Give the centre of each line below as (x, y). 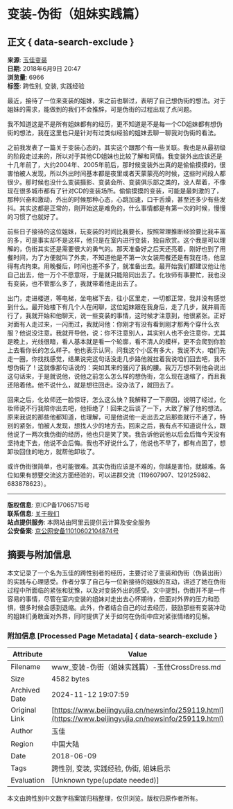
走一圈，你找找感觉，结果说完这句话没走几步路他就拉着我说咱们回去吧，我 (113, 359)
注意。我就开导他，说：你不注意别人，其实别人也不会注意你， (125, 333)
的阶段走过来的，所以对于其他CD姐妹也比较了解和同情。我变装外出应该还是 (115, 156)
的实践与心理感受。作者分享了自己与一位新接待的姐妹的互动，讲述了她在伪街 (116, 581)
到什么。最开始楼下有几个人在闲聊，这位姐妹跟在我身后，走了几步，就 (107, 307)
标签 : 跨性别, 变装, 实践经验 (46, 86)
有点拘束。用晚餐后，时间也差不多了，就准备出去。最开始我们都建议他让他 (119, 266)
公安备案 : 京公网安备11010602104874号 (63, 531)
